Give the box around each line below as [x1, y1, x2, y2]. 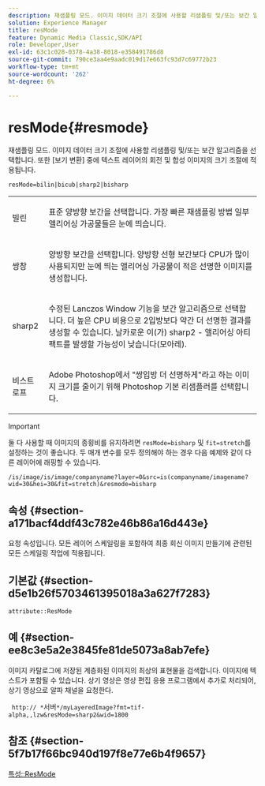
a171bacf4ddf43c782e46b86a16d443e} [8, 516, 209, 530]
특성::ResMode [8, 769, 56, 778]
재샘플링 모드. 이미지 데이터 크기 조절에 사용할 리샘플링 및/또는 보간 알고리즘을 [8, 145, 248, 155]
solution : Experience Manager [8, 19, 108, 27]
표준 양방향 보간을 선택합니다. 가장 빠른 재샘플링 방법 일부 [48, 207, 250, 218]
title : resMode [8, 26, 58, 34]
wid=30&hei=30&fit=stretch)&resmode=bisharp [8, 481, 157, 488]
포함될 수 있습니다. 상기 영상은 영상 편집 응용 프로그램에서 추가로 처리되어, [28, 676, 256, 685]
